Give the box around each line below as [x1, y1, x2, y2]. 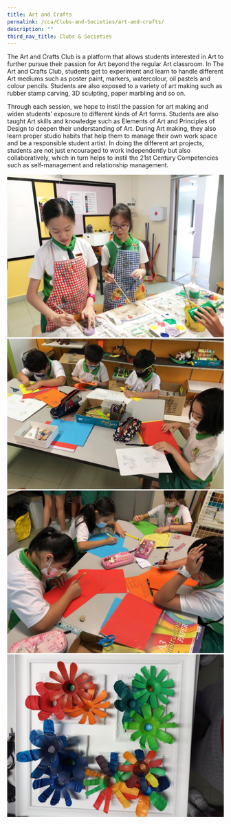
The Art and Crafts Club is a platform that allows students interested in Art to [7, 52, 224, 61]
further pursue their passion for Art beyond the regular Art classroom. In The [7, 60, 224, 68]
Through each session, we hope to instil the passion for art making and [7, 103, 208, 111]
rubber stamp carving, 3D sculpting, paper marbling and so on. [7, 89, 186, 98]
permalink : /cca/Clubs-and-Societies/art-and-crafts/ [7, 18, 165, 25]
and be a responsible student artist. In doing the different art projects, [7, 139, 204, 147]
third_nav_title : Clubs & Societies [7, 33, 112, 40]
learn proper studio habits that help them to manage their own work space [7, 131, 218, 140]
